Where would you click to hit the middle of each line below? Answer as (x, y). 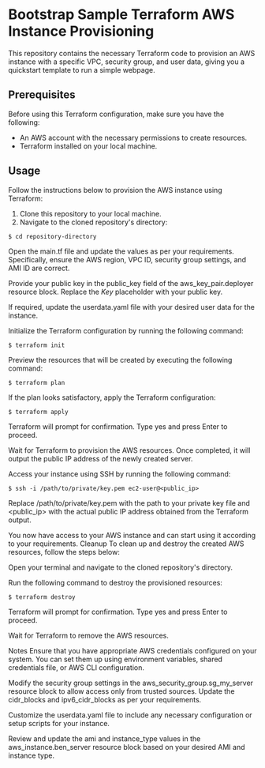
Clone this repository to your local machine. (90, 213)
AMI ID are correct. (39, 268)
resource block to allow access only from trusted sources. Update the (121, 691)
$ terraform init (37, 345)
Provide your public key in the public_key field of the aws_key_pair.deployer (131, 283)
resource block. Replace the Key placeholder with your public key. (116, 292)
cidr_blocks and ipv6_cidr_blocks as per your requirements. (105, 699)
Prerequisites (42, 95)
